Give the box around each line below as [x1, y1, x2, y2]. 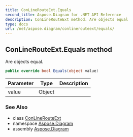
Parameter [8, 80, 34, 87]
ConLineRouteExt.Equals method [5, 45, 113, 54]
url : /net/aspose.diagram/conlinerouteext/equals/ [5, 26, 115, 31]
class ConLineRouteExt [12, 115, 61, 121]
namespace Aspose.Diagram [12, 120, 74, 127]
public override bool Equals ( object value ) [5, 68, 99, 74]
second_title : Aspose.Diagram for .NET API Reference [5, 12, 122, 17]
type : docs [5, 21, 28, 27]
